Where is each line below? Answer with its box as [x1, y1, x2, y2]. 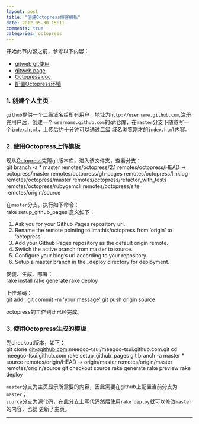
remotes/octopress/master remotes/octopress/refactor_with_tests [6, 176, 167, 183]
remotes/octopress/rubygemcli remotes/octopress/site [6, 182, 140, 190]
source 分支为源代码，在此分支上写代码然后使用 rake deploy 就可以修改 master [6, 398, 192, 405]
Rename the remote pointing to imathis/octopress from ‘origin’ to [14, 227, 173, 234]
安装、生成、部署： [6, 270, 53, 278]
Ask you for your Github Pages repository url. [14, 220, 126, 227]
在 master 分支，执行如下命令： [6, 201, 79, 208]
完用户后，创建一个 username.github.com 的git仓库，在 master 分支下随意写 [6, 119, 184, 126]
